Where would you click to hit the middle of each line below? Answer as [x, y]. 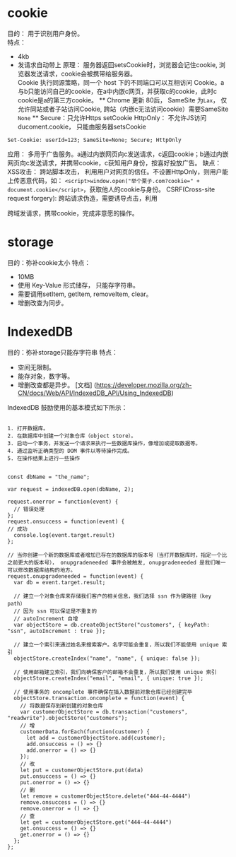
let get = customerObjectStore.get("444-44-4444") [96, 822]
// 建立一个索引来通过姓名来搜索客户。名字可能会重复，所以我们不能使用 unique [116, 644]
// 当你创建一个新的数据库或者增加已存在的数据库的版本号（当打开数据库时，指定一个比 [117, 555]
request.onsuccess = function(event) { [66, 521]
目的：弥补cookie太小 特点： [49, 262]
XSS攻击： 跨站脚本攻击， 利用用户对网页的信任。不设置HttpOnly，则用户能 [118, 172]
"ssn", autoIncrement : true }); [57, 631]
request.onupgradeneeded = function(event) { [75, 576]
